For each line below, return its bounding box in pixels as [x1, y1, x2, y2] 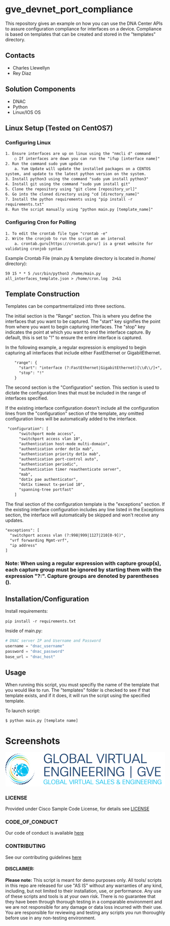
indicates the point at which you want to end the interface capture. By [5, 329, 151, 336]
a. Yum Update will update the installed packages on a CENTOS [14, 167, 151, 172]
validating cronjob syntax [5, 246, 62, 251]
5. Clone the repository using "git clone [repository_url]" [5, 187, 138, 192]
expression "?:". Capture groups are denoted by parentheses [5, 573, 159, 580]
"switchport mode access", [18, 432, 76, 437]
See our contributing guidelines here [5, 854, 82, 860]
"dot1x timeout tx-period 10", [18, 482, 85, 487]
